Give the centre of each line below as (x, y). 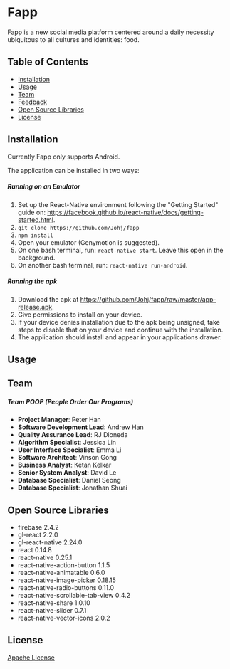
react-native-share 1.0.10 (54, 603)
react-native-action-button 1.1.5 (64, 565)
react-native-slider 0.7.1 (52, 611)
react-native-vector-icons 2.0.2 (64, 618)
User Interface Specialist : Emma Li (69, 450)
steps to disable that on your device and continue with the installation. (120, 330)
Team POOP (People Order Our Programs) (70, 401)
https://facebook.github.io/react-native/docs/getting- (126, 212)
